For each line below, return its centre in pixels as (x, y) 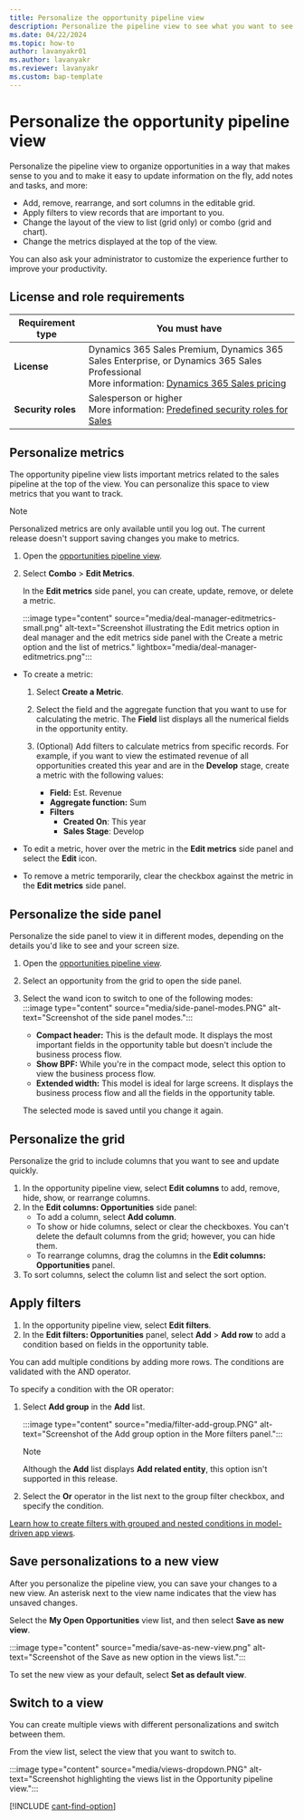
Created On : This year (104, 822)
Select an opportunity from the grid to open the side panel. (132, 981)
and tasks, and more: (49, 185)
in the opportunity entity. (82, 729)
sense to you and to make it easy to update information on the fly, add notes (152, 175)
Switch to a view (57, 1703)
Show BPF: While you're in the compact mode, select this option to (161, 1064)
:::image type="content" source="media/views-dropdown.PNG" (128, 1769)
